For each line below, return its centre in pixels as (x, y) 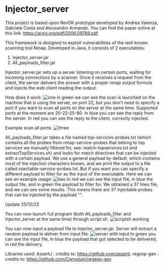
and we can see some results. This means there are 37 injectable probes (79, 189)
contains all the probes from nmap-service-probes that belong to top (75, 142)
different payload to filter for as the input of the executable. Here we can (79, 174)
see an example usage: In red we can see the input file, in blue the (79, 179)
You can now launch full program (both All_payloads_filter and (68, 214)
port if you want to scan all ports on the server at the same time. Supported (82, 108)
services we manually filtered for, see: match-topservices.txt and (71, 148)
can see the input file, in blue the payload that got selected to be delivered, (81, 239)
